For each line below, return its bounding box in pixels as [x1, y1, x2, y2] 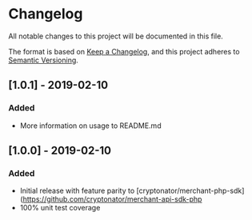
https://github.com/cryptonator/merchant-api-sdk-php [22, 194, 202, 204]
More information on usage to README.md [19, 121, 162, 130]
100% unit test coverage [19, 203, 101, 213]
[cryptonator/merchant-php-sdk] [135, 186, 245, 196]
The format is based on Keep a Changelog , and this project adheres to [8, 46, 240, 56]
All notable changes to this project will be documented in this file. [8, 31, 224, 41]
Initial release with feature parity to [19, 186, 135, 196]
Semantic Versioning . [8, 55, 78, 65]
